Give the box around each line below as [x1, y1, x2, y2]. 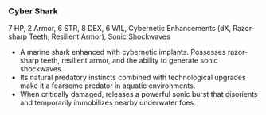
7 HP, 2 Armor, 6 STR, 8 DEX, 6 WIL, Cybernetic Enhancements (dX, [8, 24, 232, 33]
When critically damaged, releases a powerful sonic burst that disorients [19, 90, 258, 99]
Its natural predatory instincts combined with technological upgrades [19, 73, 246, 82]
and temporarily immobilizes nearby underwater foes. [19, 98, 197, 108]
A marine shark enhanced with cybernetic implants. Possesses [19, 48, 226, 57]
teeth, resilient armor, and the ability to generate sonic [41, 56, 218, 65]
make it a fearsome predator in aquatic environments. [19, 81, 196, 90]
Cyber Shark [8, 6, 58, 17]
